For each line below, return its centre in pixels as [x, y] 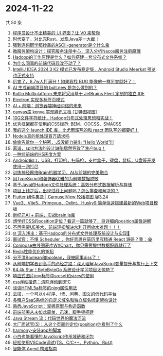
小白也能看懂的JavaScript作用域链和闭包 [53, 336]
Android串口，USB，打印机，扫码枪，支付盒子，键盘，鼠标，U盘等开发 [84, 160]
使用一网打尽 [25, 166]
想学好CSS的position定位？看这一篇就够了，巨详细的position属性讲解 [82, 221]
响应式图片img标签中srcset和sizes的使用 [53, 275]
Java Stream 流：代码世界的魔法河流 [49, 318]
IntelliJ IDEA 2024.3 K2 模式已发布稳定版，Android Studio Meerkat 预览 [84, 69]
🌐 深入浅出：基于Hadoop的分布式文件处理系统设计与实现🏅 [71, 233]
